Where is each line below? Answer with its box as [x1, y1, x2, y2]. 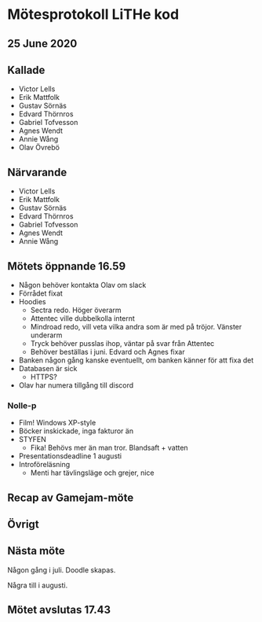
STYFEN [18, 435, 46, 444]
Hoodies [18, 297, 46, 307]
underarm [30, 330, 63, 340]
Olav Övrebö [18, 143, 60, 153]
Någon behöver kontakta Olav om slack [18, 281, 147, 290]
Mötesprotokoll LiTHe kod [7, 6, 180, 24]
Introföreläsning [18, 460, 71, 469]
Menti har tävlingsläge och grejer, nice [30, 468, 155, 477]
